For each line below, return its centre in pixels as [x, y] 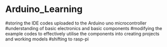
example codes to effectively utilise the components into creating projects [82, 33]
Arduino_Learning [44, 9]
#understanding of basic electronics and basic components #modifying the [84, 28]
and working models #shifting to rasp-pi [47, 39]
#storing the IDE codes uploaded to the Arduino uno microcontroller [76, 23]
